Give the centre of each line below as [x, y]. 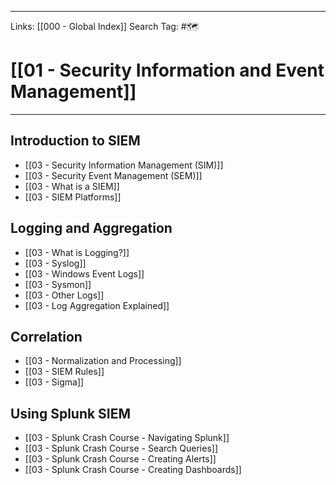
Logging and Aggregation [91, 228]
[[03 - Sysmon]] [58, 284]
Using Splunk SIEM [71, 413]
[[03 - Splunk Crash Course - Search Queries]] [121, 448]
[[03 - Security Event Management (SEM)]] [113, 175]
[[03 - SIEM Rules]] [64, 372]
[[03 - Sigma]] [54, 382]
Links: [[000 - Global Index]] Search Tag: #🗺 [104, 26]
